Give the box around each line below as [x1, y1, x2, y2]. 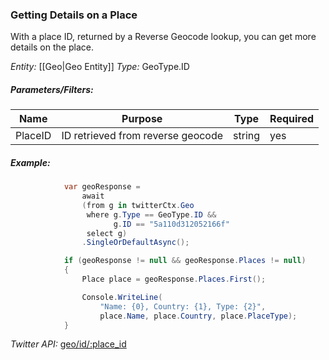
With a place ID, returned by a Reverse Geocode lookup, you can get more [10, 31, 317, 43]
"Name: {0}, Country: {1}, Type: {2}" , [99, 301, 267, 312]
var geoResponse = [63, 182, 141, 192]
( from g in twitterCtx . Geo [81, 200, 195, 210]
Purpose [121, 112, 163, 126]
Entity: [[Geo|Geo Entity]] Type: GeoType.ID [10, 61, 190, 73]
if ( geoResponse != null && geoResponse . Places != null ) [63, 256, 307, 266]
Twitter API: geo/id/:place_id [10, 338, 127, 350]
